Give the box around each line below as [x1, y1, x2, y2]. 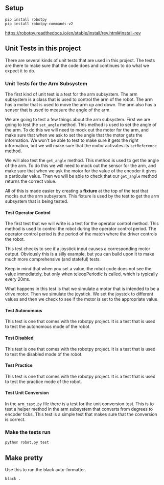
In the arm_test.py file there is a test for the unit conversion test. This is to [5, 401, 154, 407]
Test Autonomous [5, 307, 43, 313]
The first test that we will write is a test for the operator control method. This [5, 221, 159, 226]
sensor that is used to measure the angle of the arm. [5, 107, 111, 113]
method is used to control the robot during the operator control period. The [5, 226, 157, 232]
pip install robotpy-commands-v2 [5, 21, 73, 26]
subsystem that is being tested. [5, 198, 69, 204]
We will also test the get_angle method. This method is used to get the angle [5, 157, 159, 163]
